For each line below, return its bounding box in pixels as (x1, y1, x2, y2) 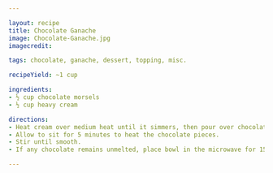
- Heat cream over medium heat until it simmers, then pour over (8, 123, 234, 131)
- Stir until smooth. (8, 138, 82, 146)
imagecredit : (8, 41, 53, 50)
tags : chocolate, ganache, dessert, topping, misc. (8, 56, 187, 65)
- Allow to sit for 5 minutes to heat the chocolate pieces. (8, 131, 220, 139)
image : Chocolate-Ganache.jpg (8, 34, 111, 42)
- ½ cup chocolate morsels (8, 93, 100, 102)
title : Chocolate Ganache (8, 26, 96, 35)
